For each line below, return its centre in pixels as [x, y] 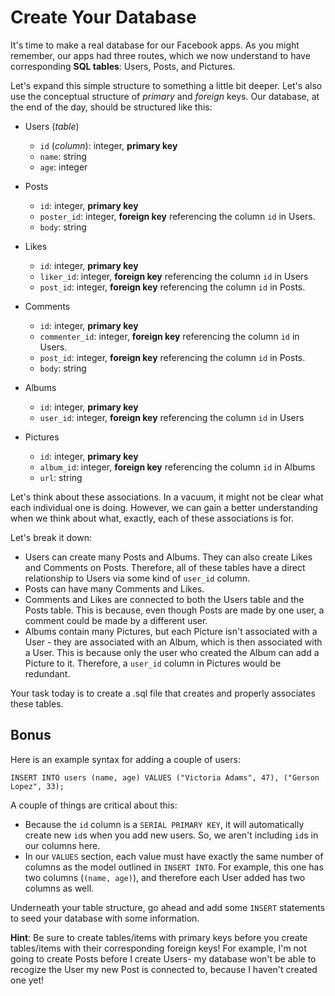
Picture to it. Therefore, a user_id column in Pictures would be [153, 663]
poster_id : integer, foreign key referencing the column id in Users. [177, 216]
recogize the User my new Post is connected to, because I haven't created [164, 969]
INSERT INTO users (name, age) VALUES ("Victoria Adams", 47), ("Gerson [165, 777]
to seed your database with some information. [105, 918]
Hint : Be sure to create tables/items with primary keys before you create [159, 937]
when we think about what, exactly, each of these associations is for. [152, 518]
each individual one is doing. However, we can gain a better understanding [164, 507]
